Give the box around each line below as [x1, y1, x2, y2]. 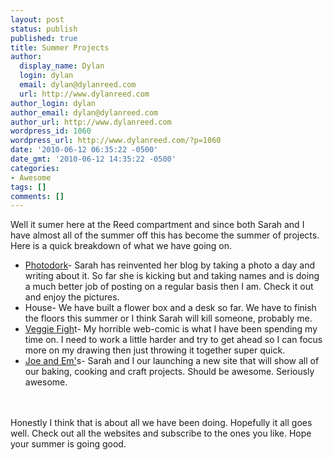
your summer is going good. [10, 438, 127, 450]
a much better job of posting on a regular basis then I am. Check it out [24, 281, 314, 293]
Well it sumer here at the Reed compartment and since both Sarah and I [10, 219, 305, 231]
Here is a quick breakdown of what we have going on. [10, 240, 233, 252]
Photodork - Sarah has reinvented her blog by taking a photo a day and [24, 259, 315, 271]
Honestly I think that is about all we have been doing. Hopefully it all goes [10, 417, 313, 429]
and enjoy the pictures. [24, 291, 120, 303]
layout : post [10, 14, 65, 25]
